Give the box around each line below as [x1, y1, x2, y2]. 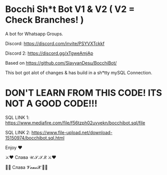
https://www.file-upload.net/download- [31, 129, 113, 135]
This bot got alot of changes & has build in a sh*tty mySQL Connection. [5, 69, 152, 76]
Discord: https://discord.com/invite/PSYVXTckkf [5, 40, 105, 46]
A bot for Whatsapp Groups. [5, 31, 64, 37]
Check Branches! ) [5, 14, 84, 26]
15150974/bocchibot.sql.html [5, 134, 65, 141]
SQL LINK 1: [5, 114, 30, 120]
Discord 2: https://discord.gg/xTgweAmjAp [5, 50, 94, 56]
